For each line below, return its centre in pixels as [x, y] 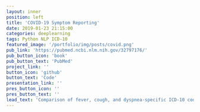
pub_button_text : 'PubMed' [40, 61]
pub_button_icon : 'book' [37, 56]
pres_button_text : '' [33, 94]
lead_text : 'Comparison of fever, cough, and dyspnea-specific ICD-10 [96, 100]
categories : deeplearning [38, 34]
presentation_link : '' [34, 84]
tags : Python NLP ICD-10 [37, 39]
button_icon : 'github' [34, 72]
